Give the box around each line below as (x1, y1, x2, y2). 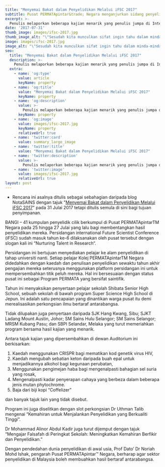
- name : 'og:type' (14, 71, 52, 76)
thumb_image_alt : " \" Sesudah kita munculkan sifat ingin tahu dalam (5, 35, 148, 40)
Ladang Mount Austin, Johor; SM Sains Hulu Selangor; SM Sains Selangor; (5, 315, 156, 322)
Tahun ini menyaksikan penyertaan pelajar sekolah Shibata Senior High (5, 285, 149, 291)
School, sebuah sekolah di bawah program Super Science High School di (5, 290, 153, 296)
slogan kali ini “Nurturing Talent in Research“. (5, 240, 97, 246)
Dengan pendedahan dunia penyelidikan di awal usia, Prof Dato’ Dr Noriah (5, 445, 155, 452)
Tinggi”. (5, 416, 21, 422)
